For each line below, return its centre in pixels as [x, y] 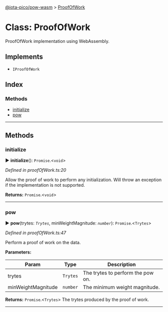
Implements [24, 57]
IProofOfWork [26, 69]
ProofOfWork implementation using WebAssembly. [57, 41]
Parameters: [18, 252]
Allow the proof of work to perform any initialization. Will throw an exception [83, 180]
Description [121, 265]
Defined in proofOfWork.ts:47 [36, 233]
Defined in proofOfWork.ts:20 [36, 170]
